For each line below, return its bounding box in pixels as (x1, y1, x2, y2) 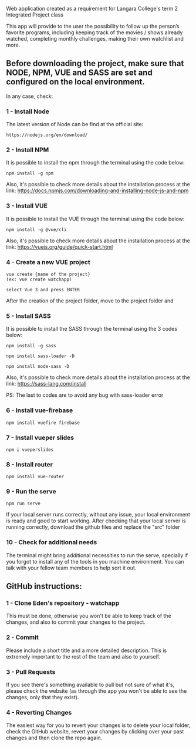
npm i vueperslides (6, 446, 54, 453)
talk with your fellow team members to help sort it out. (6, 564, 137, 571)
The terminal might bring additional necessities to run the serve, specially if (6, 551, 188, 559)
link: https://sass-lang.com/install (6, 380, 87, 387)
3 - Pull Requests (6, 667, 56, 676)
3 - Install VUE (6, 202, 48, 210)
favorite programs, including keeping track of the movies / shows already (6, 29, 183, 36)
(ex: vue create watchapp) (6, 277, 72, 282)
